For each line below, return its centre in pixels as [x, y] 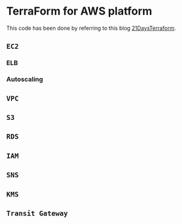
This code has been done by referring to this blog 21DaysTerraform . [91, 28]
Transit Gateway [37, 213]
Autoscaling [25, 79]
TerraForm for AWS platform [79, 11]
